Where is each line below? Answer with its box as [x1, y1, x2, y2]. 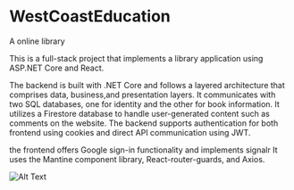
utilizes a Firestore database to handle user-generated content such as [9, 108, 270, 119]
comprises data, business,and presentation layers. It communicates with [9, 89, 276, 100]
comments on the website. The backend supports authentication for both [9, 118, 279, 128]
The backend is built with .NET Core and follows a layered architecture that [9, 79, 286, 90]
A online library [9, 36, 65, 46]
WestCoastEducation [9, 6, 172, 27]
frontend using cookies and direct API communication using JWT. [9, 127, 251, 137]
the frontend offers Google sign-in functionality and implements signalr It [9, 145, 278, 155]
